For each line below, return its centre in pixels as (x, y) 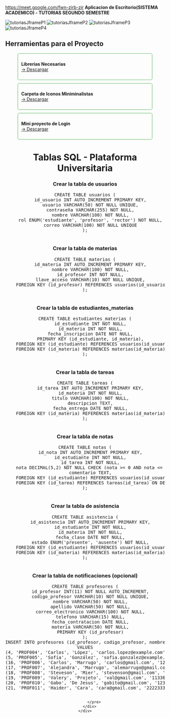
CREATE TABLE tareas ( (85, 383)
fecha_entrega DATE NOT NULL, (90, 408)
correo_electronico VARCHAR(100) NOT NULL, (90, 612)
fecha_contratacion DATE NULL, (90, 622)
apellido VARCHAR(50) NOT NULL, (90, 607)
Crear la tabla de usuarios (85, 184)
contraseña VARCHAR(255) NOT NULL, (90, 210)
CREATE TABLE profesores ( (85, 587)
